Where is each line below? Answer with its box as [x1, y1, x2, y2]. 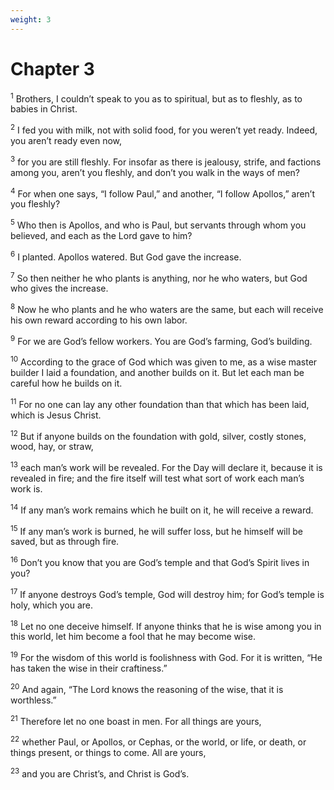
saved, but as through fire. [10, 536, 120, 548]
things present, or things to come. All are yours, [10, 747, 207, 758]
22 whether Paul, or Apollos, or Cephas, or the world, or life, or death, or [10, 734, 307, 748]
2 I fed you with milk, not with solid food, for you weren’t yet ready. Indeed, [10, 122, 318, 136]
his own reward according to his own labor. [10, 314, 188, 326]
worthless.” [10, 694, 57, 706]
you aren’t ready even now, [10, 134, 123, 146]
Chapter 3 [10, 57, 95, 80]
